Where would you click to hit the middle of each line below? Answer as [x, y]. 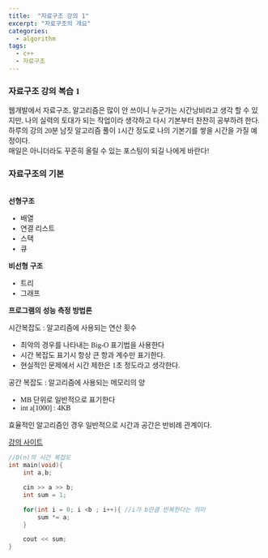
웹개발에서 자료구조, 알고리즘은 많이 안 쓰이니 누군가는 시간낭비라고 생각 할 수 [129, 111]
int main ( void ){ [36, 466]
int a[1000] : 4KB [45, 408]
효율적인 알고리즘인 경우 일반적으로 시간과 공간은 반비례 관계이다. [110, 425]
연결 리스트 [37, 229]
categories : [28, 31]
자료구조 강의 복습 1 [44, 91]
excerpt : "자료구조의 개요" [50, 24]
